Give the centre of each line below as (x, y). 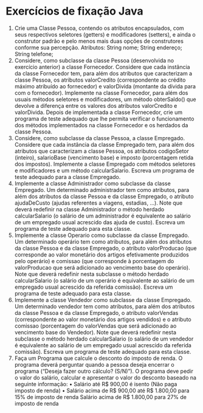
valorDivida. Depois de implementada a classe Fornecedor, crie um (98, 112)
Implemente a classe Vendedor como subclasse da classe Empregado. (103, 300)
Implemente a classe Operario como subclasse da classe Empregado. (102, 235)
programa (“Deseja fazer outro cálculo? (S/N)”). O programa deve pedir (104, 371)
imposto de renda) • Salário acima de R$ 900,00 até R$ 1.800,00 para (102, 390)
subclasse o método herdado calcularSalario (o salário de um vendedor (104, 339)
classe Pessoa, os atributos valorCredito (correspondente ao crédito (100, 80)
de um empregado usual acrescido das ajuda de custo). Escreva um (100, 222)
